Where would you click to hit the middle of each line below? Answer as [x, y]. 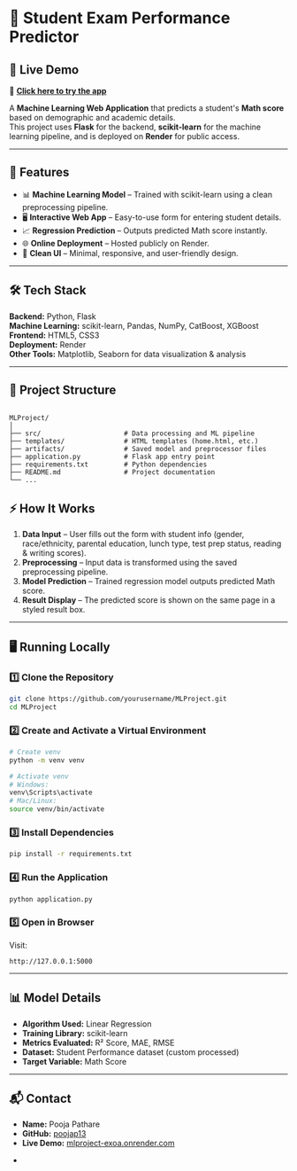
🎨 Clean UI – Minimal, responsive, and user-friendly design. [130, 253]
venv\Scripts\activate [51, 792]
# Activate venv [39, 776]
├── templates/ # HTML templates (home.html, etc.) [134, 441]
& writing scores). [54, 553]
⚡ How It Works [52, 508]
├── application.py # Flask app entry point [112, 457]
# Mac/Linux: [33, 801]
